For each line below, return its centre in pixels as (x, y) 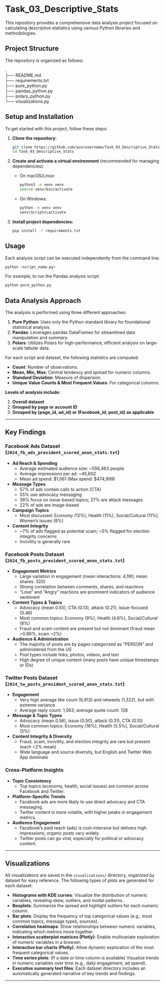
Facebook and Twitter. (42, 791)
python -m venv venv (41, 208)
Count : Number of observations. (45, 367)
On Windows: (33, 199)
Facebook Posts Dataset (35, 554)
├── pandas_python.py (29, 91)
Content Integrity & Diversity (42, 736)
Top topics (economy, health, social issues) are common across (84, 786)
